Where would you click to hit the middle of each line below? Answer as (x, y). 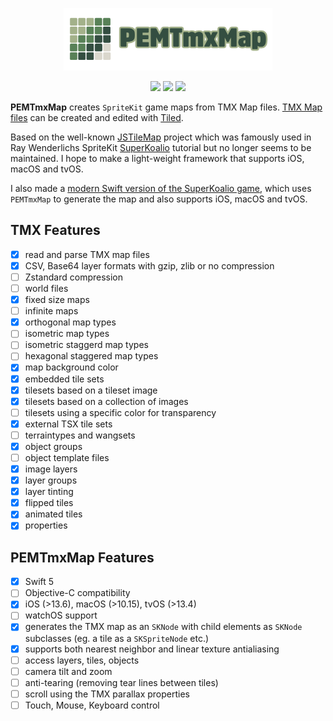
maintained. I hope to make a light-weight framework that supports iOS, (157, 158)
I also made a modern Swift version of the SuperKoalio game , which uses (161, 188)
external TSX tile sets (68, 424)
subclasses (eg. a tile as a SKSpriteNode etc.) (117, 638)
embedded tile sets (64, 379)
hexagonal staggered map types (91, 356)
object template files (67, 457)
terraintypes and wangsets (80, 435)
